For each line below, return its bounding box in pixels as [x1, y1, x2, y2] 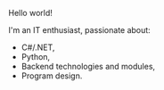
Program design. [20, 70, 83, 81]
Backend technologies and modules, [20, 61, 156, 71]
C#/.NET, [20, 42, 55, 53]
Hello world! [8, 8, 53, 18]
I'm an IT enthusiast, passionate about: [8, 25, 151, 35]
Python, [20, 52, 51, 61]
